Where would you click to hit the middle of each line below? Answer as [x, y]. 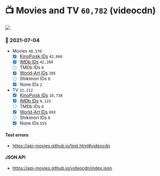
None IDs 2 [31, 84]
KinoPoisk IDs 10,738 [41, 95]
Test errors [17, 135]
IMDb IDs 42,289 [36, 62]
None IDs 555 [33, 123]
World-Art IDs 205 [38, 73]
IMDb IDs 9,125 [35, 101]
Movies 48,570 [27, 51]
